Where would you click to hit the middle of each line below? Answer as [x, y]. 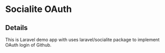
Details [16, 28]
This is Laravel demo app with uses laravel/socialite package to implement [82, 39]
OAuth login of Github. [29, 45]
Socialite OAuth [39, 9]
